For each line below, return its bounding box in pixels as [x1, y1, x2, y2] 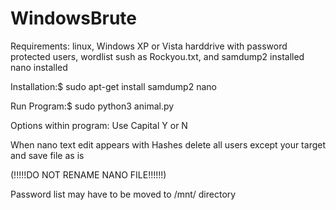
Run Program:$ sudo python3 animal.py [10, 100, 175, 112]
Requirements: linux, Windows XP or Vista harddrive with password [10, 40, 288, 52]
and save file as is [10, 149, 85, 161]
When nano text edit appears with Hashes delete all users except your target [10, 138, 326, 151]
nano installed [10, 61, 68, 73]
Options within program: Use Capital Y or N [10, 119, 188, 131]
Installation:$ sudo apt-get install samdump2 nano [10, 80, 217, 92]
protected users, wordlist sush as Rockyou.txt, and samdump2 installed [10, 50, 305, 62]
